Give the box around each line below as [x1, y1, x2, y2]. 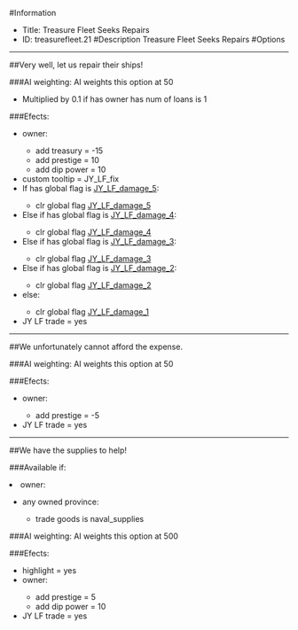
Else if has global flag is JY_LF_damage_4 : [21, 210, 177, 220]
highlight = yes [21, 565, 77, 575]
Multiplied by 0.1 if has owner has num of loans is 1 [21, 94, 208, 105]
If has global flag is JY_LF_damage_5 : [21, 183, 160, 193]
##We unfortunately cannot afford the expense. [9, 341, 184, 352]
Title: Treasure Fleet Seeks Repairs [21, 25, 150, 35]
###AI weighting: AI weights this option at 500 [9, 531, 179, 541]
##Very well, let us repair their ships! [9, 59, 144, 70]
